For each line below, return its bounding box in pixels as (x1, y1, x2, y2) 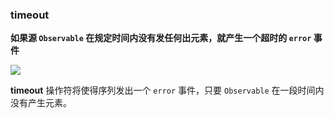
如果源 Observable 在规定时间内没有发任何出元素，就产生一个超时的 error (10, 32, 312, 44)
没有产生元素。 (10, 97, 72, 109)
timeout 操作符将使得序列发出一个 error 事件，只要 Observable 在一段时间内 (10, 84, 325, 97)
